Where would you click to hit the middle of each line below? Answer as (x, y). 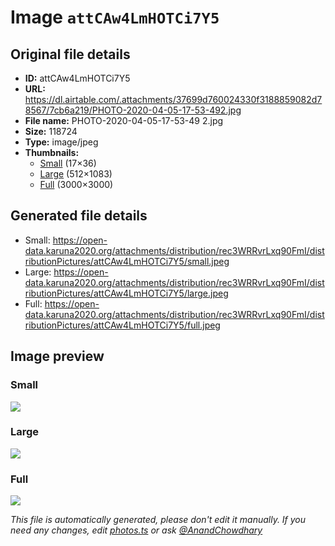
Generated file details (79, 216)
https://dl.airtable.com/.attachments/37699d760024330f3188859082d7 (173, 99)
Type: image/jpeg (61, 142)
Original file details (70, 54)
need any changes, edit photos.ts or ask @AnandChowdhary (136, 530)
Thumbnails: (52, 152)
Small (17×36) (68, 163)
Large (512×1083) (76, 174)
